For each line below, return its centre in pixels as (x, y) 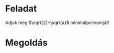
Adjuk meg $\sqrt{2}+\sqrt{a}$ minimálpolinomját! (57, 22)
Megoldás (26, 43)
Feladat (21, 9)
